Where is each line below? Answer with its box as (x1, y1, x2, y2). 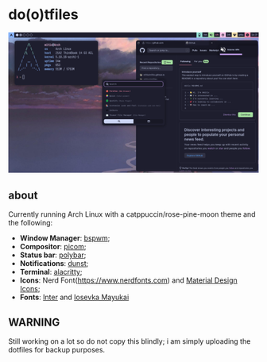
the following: (8, 218, 53, 228)
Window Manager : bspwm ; (19, 233, 110, 243)
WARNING (8, 315, 60, 329)
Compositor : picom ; (19, 242, 87, 252)
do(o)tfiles (8, 6, 79, 24)
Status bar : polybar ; (19, 250, 87, 260)
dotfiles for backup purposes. (8, 345, 106, 355)
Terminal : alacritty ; (19, 268, 83, 277)
